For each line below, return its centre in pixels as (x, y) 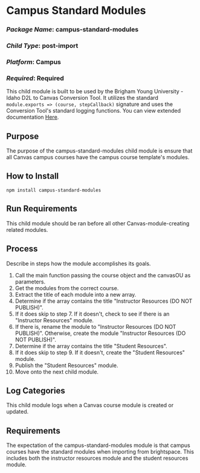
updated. (18, 412)
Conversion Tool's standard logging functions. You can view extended (94, 111)
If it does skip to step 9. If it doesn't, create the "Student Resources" (100, 352)
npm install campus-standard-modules (54, 190)
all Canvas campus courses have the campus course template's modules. (98, 157)
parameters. (30, 282)
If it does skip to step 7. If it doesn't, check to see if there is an (92, 314)
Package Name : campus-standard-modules (73, 30)
